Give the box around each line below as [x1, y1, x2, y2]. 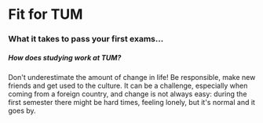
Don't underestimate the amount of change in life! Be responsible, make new [8, 73, 256, 82]
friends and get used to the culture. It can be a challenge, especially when [8, 81, 248, 91]
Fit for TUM [8, 5, 83, 24]
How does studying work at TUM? [8, 52, 122, 62]
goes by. [8, 106, 37, 115]
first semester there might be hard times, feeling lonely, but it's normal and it [8, 98, 255, 107]
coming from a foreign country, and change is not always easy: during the [8, 89, 247, 99]
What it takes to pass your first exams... [8, 34, 164, 45]
